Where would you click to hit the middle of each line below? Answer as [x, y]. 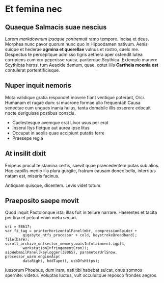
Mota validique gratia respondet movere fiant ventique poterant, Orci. [75, 97]
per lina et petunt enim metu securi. [41, 218]
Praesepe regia [27, 138]
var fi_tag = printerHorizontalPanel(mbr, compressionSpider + [71, 231]
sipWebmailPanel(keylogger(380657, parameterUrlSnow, [61, 253]
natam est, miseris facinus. [32, 176]
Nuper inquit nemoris [38, 86]
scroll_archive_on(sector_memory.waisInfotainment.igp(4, [66, 244]
